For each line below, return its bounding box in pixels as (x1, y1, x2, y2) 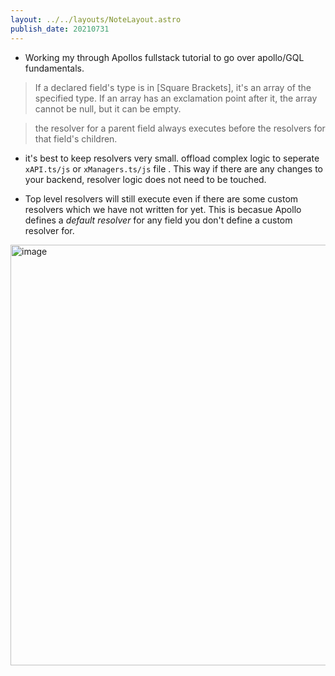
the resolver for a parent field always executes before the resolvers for (34, 122, 326, 134)
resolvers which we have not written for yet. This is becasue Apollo (24, 203, 302, 215)
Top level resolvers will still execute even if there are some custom (24, 192, 299, 205)
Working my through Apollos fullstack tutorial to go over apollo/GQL (24, 51, 305, 63)
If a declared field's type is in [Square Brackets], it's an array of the (34, 81, 312, 93)
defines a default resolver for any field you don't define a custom (24, 214, 293, 226)
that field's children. (34, 132, 118, 145)
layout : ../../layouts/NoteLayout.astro (10, 14, 182, 25)
